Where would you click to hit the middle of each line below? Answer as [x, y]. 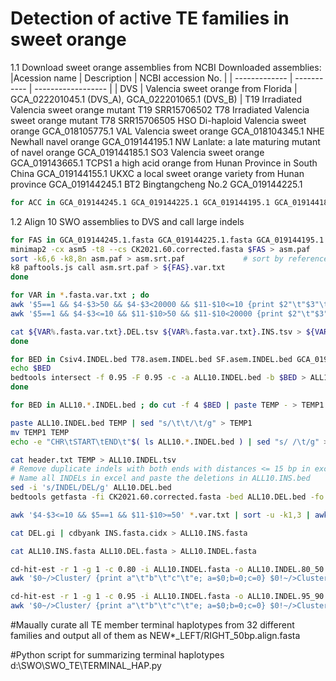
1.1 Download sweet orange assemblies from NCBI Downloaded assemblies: [166, 67]
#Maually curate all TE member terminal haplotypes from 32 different [152, 625]
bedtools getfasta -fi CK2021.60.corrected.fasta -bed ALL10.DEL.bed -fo [167, 497]
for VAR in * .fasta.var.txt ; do [80, 295]
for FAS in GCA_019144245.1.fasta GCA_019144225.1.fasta [131, 240]
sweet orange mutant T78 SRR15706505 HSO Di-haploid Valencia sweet [158, 120]
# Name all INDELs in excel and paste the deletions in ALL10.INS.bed [160, 478]
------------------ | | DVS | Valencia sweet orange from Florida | [166, 88]
